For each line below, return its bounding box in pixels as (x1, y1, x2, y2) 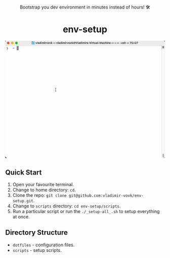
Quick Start (5, 168, 42, 177)
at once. (12, 214, 30, 220)
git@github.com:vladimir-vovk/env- (68, 193, 144, 198)
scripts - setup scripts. (12, 247, 62, 253)
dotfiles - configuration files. (12, 242, 75, 248)
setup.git (12, 199, 34, 204)
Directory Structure (5, 228, 68, 237)
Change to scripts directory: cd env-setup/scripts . (12, 203, 121, 209)
